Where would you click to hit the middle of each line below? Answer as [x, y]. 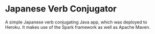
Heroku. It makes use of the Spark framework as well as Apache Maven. [78, 27]
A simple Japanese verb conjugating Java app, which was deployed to [76, 22]
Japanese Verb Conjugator [61, 9]
